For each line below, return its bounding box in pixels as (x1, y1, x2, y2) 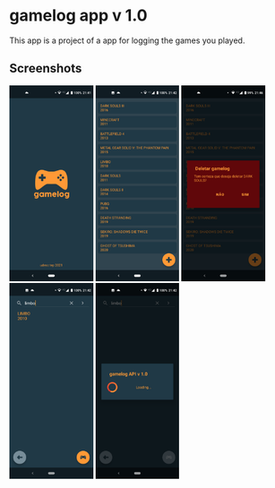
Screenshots (9, 61, 82, 76)
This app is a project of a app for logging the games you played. (9, 35, 245, 46)
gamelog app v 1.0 (9, 5, 148, 26)
